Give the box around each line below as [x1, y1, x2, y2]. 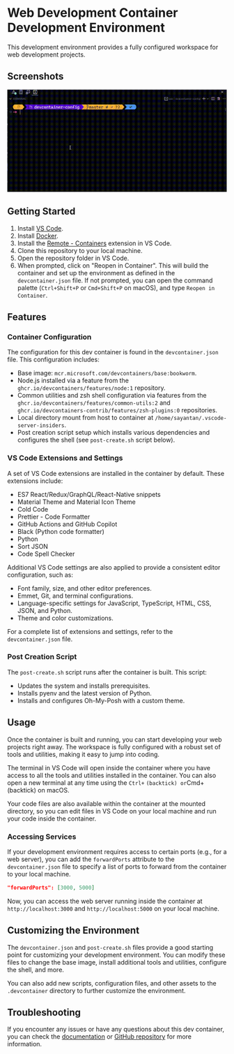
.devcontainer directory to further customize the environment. [7, 986, 186, 995]
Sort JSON [17, 542, 49, 550]
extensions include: [7, 477, 63, 485]
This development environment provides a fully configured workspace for [7, 43, 219, 51]
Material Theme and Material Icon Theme [17, 498, 136, 506]
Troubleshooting [7, 1006, 81, 1018]
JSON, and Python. [17, 606, 73, 614]
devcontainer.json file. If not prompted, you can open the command [17, 276, 213, 284]
